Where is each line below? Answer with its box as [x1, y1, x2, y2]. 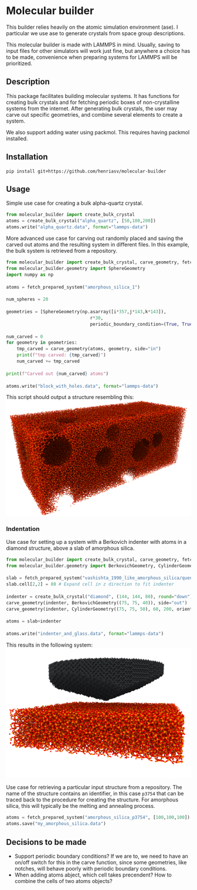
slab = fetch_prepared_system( [6, 575, 83, 581]
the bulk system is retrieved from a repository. [6, 248, 117, 254]
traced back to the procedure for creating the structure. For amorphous [6, 796, 179, 803]
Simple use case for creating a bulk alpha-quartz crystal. [6, 199, 144, 207]
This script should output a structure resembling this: [6, 394, 134, 401]
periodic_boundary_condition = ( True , [90, 321, 180, 327]
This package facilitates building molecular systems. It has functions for [6, 92, 180, 99]
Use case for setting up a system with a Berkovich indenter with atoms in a [6, 538, 186, 545]
